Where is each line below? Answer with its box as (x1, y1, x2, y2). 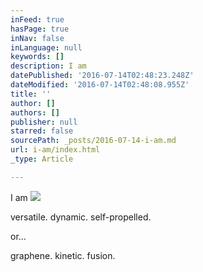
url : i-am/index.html (10, 145, 101, 155)
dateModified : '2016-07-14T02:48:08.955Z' (10, 80, 190, 90)
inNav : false (10, 33, 65, 43)
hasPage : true (10, 24, 70, 34)
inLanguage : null (10, 42, 83, 53)
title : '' (10, 89, 52, 99)
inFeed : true (10, 14, 65, 25)
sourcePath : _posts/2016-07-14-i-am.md (10, 136, 177, 146)
